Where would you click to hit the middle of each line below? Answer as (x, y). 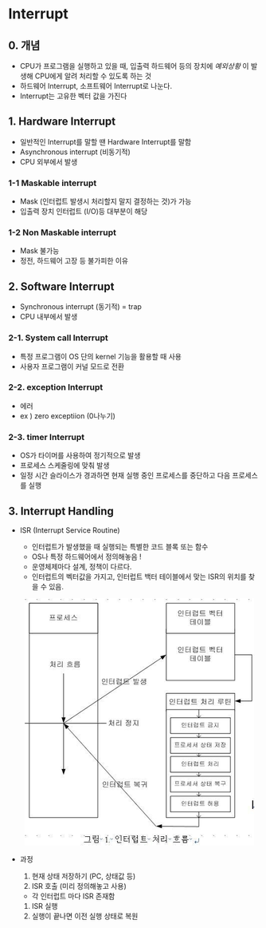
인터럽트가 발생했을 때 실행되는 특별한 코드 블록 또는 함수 (120, 546)
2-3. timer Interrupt (47, 437)
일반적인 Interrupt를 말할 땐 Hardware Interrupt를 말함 (106, 141)
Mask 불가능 (39, 251)
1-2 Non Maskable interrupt (63, 232)
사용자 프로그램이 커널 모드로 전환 (72, 366)
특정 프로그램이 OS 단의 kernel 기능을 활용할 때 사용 (100, 356)
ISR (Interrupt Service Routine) (70, 530)
